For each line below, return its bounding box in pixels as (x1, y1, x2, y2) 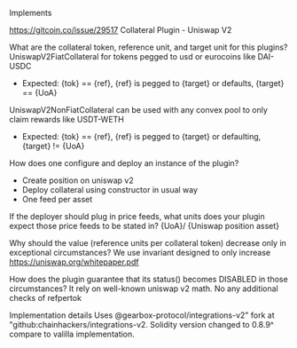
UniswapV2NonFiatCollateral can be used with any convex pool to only (9, 105, 269, 115)
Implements (9, 8, 52, 18)
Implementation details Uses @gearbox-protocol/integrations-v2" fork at (9, 310, 275, 320)
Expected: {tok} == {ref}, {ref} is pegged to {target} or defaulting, (21, 131, 262, 141)
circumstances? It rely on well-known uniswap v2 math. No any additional (9, 283, 279, 294)
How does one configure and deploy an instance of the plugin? (9, 158, 239, 168)
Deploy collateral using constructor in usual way (21, 185, 198, 194)
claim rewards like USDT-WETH (9, 115, 124, 124)
